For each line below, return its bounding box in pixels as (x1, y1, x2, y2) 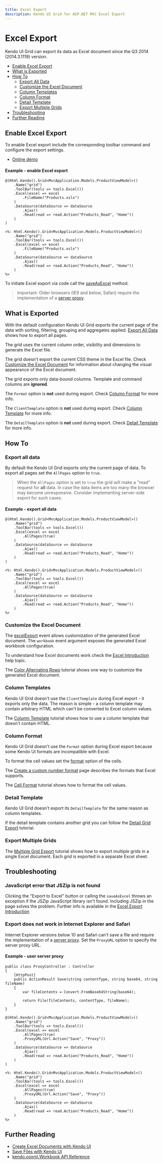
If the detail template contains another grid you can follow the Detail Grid (5, 820, 151, 826)
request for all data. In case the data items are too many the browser (17, 484, 155, 490)
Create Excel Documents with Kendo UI (12, 1143, 91, 1149)
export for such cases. (17, 494, 62, 501)
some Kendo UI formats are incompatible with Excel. (5, 749, 110, 755)
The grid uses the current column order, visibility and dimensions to (5, 342, 141, 348)
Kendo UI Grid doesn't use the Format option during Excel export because (5, 743, 152, 749)
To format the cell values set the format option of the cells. (5, 758, 123, 764)
